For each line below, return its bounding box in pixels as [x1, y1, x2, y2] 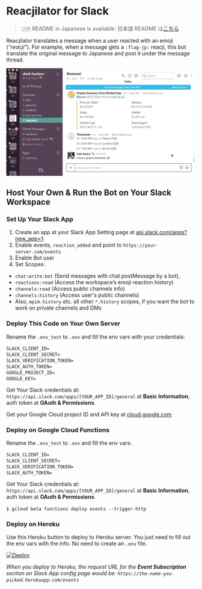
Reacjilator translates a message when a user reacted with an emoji [6, 37, 173, 44]
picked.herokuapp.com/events [6, 577, 79, 584]
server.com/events [14, 249, 61, 255]
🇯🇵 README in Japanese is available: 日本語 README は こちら [20, 25, 179, 32]
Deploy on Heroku [6, 520, 60, 528]
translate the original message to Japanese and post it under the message [6, 49, 191, 57]
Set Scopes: [14, 261, 45, 268]
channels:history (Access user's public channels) [14, 291, 139, 299]
